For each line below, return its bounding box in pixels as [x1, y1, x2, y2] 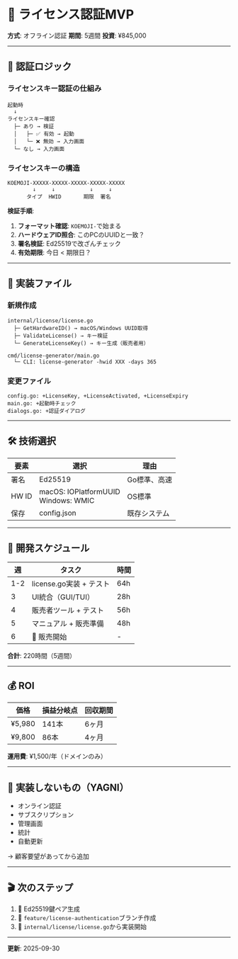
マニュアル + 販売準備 [31, 618, 104, 628]
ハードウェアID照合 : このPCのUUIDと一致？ [17, 230, 145, 239]
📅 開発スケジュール [7, 543, 90, 555]
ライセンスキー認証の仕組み [7, 84, 102, 93]
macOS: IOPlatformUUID [38, 487, 120, 496]
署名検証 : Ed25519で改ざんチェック [17, 239, 122, 248]
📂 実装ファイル [7, 278, 72, 290]
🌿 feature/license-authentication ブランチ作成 [17, 913, 157, 921]
